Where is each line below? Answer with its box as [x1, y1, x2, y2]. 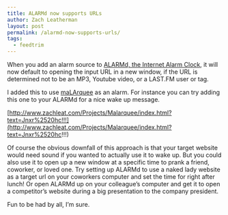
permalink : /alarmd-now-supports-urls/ [7, 29, 121, 36]
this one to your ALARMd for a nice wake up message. [7, 96, 160, 103]
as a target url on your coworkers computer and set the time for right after [7, 173, 215, 181]
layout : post [7, 23, 44, 29]
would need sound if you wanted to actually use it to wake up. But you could [7, 151, 222, 159]
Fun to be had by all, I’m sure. [7, 201, 90, 208]
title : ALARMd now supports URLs [7, 10, 102, 17]
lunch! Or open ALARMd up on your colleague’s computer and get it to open [7, 180, 220, 188]
